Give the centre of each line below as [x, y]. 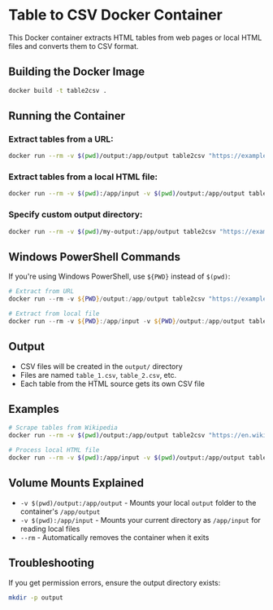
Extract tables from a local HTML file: [83, 177]
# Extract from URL [41, 292]
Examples [34, 409]
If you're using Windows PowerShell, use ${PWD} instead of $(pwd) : [119, 276]
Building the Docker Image [77, 72]
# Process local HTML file [54, 450]
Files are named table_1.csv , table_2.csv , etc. [98, 375]
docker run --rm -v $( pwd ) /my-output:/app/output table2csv [113, 231]
